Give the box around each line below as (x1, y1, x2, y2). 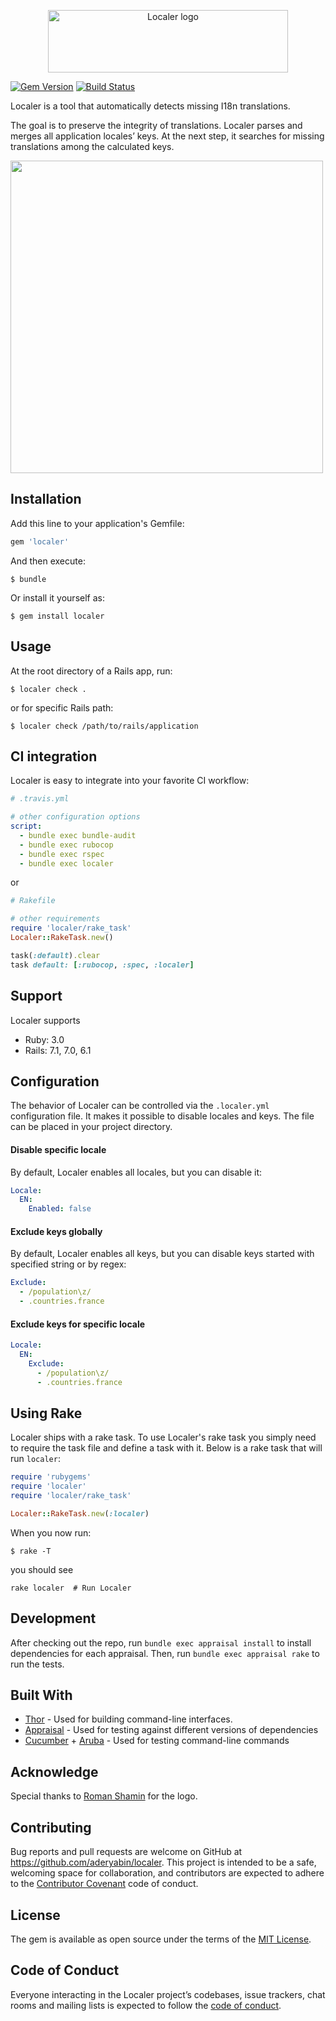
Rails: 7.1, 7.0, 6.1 (24, 1044, 92, 1056)
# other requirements (10, 914, 101, 924)
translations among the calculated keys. (10, 141, 175, 152)
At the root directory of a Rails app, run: (10, 665, 173, 677)
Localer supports (10, 1014, 81, 1026)
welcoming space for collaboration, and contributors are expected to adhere (10, 1867, 325, 1879)
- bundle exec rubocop (19, 840, 114, 850)
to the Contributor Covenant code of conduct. (10, 1878, 199, 1890)
